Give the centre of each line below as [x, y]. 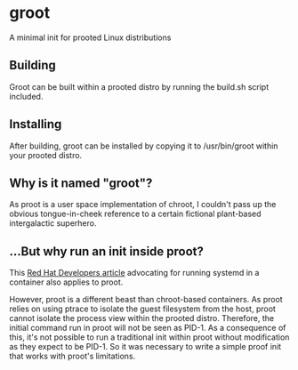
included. [26, 96]
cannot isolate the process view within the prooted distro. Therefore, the [141, 318]
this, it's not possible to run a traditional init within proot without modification [149, 337]
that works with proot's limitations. [72, 356]
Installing [36, 124]
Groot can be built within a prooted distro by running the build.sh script [139, 86]
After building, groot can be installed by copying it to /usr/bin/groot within [144, 146]
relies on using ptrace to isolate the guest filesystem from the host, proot [142, 309]
